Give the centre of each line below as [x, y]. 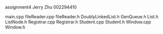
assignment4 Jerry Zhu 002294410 [41, 7]
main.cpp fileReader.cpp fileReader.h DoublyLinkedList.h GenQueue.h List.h [82, 17]
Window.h [15, 27]
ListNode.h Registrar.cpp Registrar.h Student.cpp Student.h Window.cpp [78, 22]
